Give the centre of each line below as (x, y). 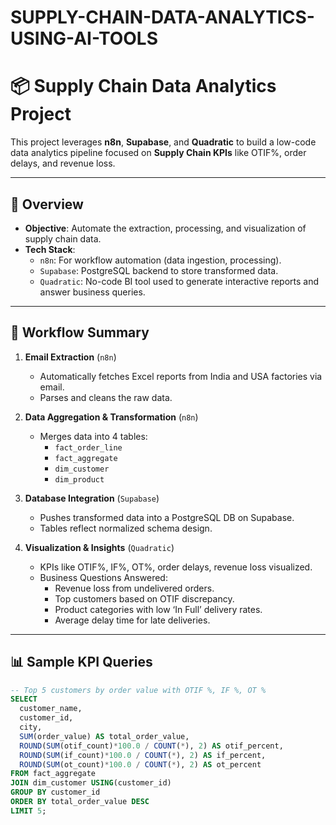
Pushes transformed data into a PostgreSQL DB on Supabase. (167, 517)
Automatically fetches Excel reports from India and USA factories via (181, 376)
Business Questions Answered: (103, 577)
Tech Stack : (50, 249)
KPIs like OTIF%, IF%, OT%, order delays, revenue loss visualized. (176, 567)
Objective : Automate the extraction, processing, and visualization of (165, 228)
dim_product (79, 479)
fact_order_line (88, 447)
